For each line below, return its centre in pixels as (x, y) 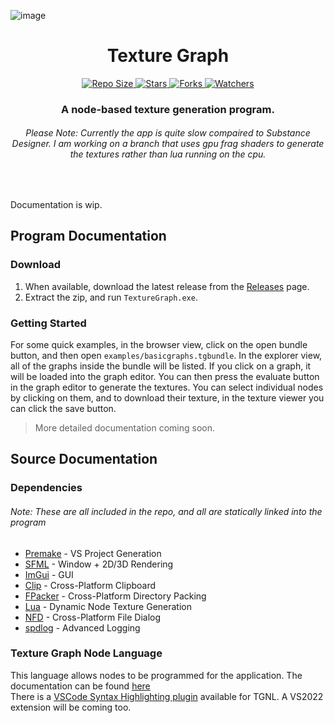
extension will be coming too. (71, 707)
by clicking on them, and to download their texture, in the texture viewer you (167, 398)
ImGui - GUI (49, 574)
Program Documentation (88, 236)
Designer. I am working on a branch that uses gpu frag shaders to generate (168, 144)
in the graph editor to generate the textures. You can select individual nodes (167, 387)
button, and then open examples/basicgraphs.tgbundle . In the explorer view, (166, 356)
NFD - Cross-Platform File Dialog (93, 617)
